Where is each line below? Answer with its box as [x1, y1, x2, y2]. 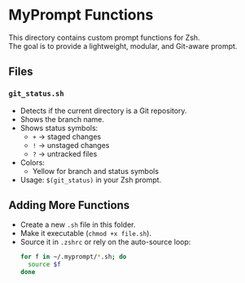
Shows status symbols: [20, 123, 98, 133]
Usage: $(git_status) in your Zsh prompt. [20, 175, 162, 185]
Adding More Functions [8, 198, 130, 212]
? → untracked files [32, 149, 98, 159]
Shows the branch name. [20, 114, 104, 124]
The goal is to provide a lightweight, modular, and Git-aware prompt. [8, 41, 238, 50]
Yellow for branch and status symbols [32, 166, 160, 176]
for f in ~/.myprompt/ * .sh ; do [20, 253, 127, 261]
